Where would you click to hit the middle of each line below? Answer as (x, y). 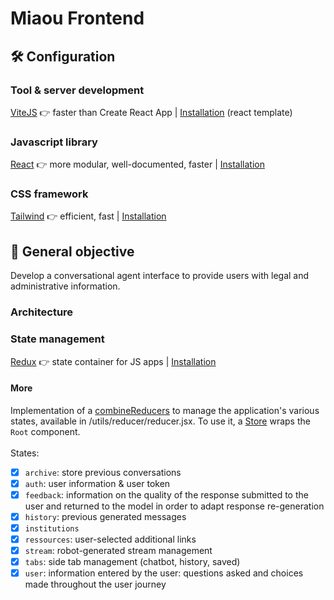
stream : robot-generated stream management (118, 551)
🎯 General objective (72, 251)
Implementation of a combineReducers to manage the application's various (165, 410)
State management (57, 339)
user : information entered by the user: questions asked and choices (164, 573)
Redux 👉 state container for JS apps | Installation (113, 361)
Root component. (45, 431)
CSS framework (49, 194)
